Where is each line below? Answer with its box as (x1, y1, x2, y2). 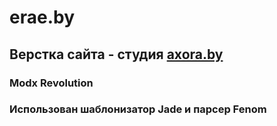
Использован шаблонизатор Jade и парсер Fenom (9, 102, 267, 116)
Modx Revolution (9, 76, 94, 90)
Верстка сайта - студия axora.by (9, 46, 224, 63)
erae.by (9, 6, 75, 29)
